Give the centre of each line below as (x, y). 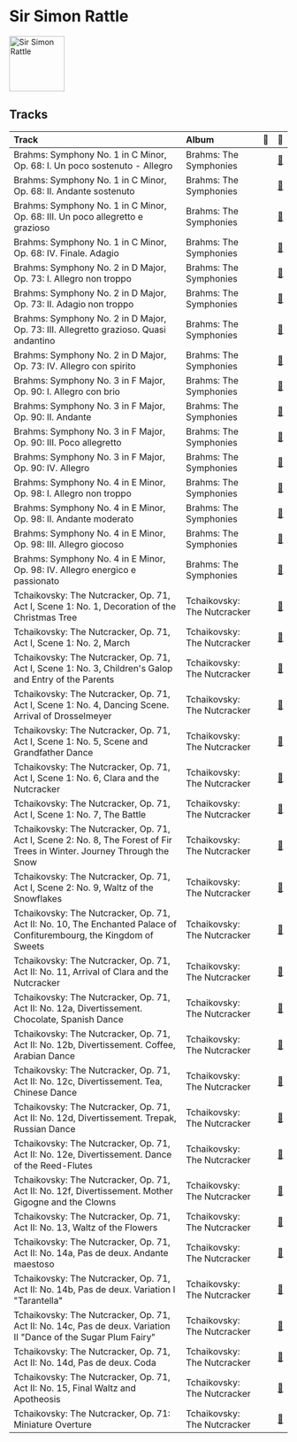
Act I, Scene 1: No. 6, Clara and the (86, 778)
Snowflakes (38, 898)
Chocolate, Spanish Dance (69, 1019)
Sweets (29, 946)
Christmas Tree (46, 617)
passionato (37, 580)
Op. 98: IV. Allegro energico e (75, 570)
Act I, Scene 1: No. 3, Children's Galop (93, 668)
